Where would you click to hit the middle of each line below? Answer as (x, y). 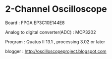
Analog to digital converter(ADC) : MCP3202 (51, 32)
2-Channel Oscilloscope (56, 9)
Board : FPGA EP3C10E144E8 (35, 23)
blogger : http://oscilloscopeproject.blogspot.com (56, 51)
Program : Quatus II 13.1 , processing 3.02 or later (55, 42)
